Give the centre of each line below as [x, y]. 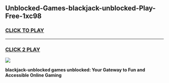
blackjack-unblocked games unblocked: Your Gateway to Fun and [75, 69]
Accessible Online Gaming [33, 75]
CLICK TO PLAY [25, 31]
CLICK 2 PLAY [23, 49]
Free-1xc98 [23, 16]
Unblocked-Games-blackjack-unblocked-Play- [80, 8]
